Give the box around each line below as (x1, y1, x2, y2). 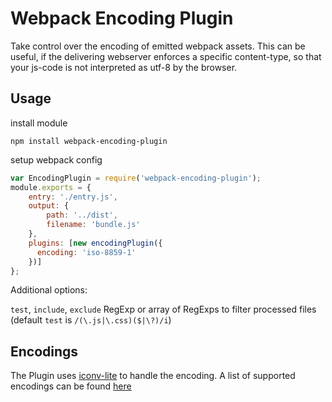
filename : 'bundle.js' (46, 220, 141, 230)
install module (10, 117, 68, 129)
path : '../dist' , (46, 210, 118, 221)
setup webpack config (10, 153, 103, 166)
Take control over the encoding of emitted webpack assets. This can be (10, 40, 306, 52)
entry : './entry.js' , (28, 192, 118, 202)
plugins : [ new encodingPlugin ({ (28, 238, 163, 248)
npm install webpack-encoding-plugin (10, 136, 168, 146)
